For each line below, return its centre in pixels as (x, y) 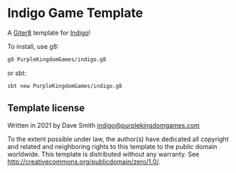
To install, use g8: (33, 46)
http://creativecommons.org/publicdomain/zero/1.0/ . (84, 162)
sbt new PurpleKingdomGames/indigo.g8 (65, 86)
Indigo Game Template (75, 13)
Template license (46, 108)
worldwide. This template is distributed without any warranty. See (103, 154)
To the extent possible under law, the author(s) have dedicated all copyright (118, 139)
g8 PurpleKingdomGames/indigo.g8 (57, 59)
